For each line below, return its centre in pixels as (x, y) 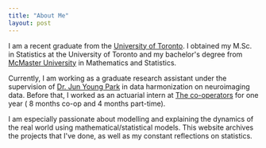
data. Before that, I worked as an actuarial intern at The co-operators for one (133, 95)
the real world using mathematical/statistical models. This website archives (131, 127)
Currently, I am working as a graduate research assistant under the (118, 78)
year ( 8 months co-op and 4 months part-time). (87, 103)
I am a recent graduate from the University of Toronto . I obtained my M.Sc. (130, 45)
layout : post (30, 23)
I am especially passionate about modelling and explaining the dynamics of (131, 119)
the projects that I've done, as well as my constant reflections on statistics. (130, 135)
